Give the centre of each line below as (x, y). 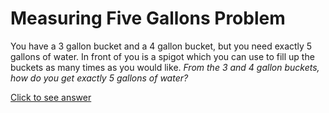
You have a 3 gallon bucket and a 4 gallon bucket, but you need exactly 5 (161, 46)
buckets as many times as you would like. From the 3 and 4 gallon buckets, (165, 67)
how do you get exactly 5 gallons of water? (99, 78)
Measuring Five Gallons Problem (148, 18)
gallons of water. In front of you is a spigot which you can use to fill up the (162, 56)
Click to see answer (51, 97)
